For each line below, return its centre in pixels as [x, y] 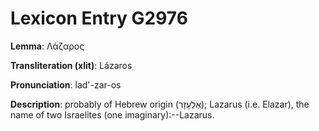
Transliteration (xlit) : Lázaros [71, 65]
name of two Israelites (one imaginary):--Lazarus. [112, 114]
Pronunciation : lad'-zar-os [66, 84]
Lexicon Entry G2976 [99, 18]
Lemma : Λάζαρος [47, 46]
